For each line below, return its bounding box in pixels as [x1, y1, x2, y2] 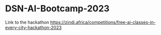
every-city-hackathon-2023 [5, 24, 62, 30]
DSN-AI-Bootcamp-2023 [5, 3, 110, 14]
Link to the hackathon [5, 19, 49, 25]
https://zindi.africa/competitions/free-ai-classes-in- [50, 19, 156, 25]
